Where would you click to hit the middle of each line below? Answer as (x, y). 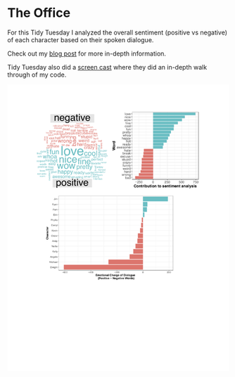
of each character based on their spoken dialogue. (81, 39)
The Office (39, 13)
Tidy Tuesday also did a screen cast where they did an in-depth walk (107, 67)
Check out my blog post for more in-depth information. (87, 53)
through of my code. (37, 75)
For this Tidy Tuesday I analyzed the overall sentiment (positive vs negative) (117, 32)
